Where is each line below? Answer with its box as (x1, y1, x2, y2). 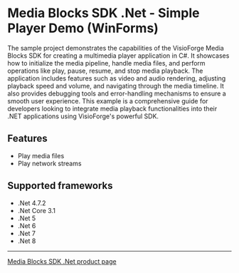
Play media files (17, 151, 65, 160)
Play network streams (17, 159, 82, 168)
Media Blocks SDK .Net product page (7, 257, 117, 265)
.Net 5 (17, 214, 36, 222)
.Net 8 (17, 237, 36, 245)
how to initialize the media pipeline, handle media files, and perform (7, 58, 206, 67)
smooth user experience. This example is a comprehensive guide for (7, 96, 208, 105)
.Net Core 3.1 (17, 206, 55, 215)
